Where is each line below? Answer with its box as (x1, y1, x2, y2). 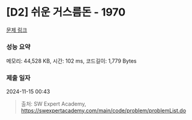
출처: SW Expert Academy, (20, 100, 86, 107)
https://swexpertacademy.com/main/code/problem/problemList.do (20, 107, 187, 114)
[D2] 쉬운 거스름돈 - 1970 (6, 5, 126, 19)
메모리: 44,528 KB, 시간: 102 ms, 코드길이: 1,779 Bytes (6, 57, 137, 64)
